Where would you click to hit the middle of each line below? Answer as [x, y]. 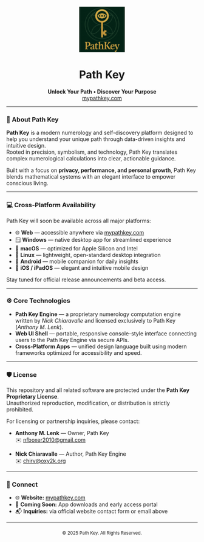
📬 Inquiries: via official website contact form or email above [91, 512]
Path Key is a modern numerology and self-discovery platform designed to [100, 133]
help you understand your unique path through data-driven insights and [96, 139]
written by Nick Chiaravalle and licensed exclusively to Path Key [95, 320]
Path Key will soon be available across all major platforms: [79, 221]
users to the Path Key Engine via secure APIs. [72, 340]
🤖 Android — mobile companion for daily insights [76, 261]
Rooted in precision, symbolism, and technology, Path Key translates [92, 152]
